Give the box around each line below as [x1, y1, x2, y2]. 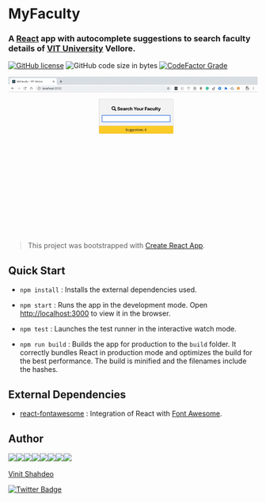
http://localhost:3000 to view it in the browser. [19, 308, 171, 318]
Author [8, 431, 44, 445]
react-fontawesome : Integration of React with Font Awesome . [19, 409, 222, 419]
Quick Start [8, 263, 66, 278]
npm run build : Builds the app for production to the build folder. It [19, 339, 237, 349]
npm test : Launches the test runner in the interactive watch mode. [19, 324, 237, 334]
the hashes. [19, 365, 59, 374]
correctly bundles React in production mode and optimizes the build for [19, 348, 253, 358]
